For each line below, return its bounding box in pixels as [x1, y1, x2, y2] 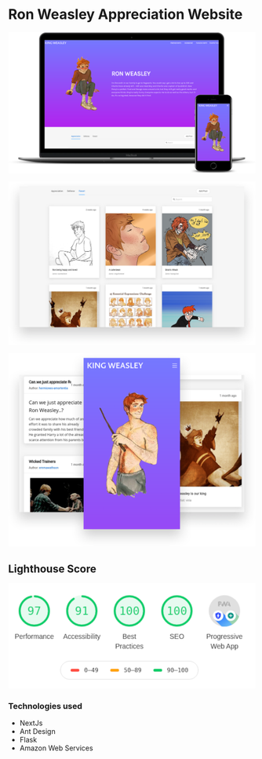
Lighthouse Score [8, 562, 96, 575]
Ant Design [19, 727, 56, 736]
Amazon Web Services [19, 743, 93, 753]
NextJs [19, 718, 43, 728]
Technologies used [8, 701, 82, 712]
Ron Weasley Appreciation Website [8, 5, 243, 24]
